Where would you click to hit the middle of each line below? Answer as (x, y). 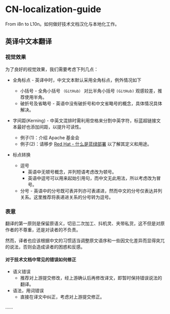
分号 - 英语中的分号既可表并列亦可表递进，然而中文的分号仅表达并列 (91, 190)
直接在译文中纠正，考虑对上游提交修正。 (62, 297)
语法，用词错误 (28, 291)
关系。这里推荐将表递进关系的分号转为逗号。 (67, 197)
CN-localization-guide (53, 9)
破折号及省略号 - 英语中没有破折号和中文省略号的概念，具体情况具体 (91, 103)
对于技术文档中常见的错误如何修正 (41, 259)
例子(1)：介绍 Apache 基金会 (50, 137)
